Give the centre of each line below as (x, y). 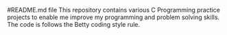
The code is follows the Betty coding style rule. (74, 24)
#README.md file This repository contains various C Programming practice (114, 10)
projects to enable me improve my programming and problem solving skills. (113, 17)
